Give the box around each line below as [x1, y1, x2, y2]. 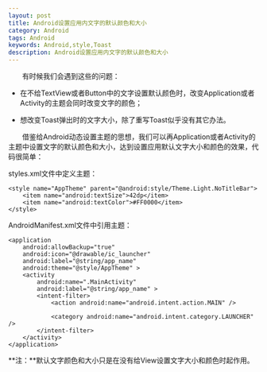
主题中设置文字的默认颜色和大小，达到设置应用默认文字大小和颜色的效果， [8, 142, 252, 151]
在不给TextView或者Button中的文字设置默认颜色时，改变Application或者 [19, 88, 255, 98]
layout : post [8, 11, 52, 20]
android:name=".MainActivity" [37, 278, 137, 286]
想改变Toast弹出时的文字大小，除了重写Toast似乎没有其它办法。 [19, 115, 230, 124]
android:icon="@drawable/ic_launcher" [22, 250, 151, 258]
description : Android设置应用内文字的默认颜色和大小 [8, 48, 168, 56]
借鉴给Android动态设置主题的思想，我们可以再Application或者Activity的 [22, 132, 256, 141]
